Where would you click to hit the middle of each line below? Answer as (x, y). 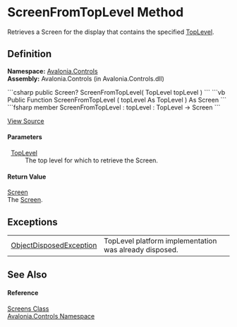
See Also (27, 275)
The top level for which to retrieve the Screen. (92, 160)
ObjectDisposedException (54, 245)
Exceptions (32, 222)
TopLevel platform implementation (160, 241)
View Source (26, 121)
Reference (23, 292)
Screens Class (28, 309)
